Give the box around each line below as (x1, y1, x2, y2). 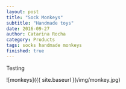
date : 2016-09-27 (6, 25, 50, 32)
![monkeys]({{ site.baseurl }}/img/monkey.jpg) (6, 76, 121, 83)
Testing (6, 64, 25, 72)
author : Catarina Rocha (6, 31, 66, 37)
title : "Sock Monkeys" (6, 14, 63, 20)
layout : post (6, 8, 39, 15)
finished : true (6, 48, 45, 54)
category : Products (6, 37, 55, 43)
